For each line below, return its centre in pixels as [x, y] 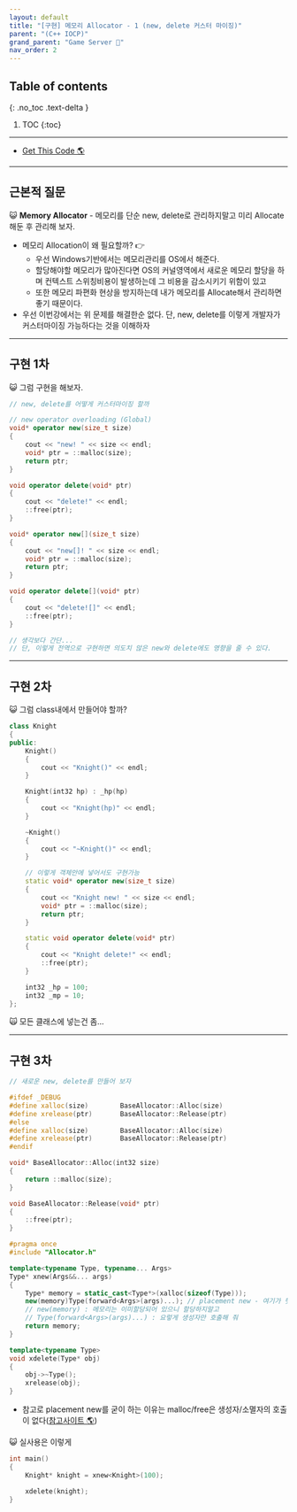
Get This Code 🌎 [53, 150]
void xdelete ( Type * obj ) [55, 1358]
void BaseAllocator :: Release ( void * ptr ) [85, 1203]
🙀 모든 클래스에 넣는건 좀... [57, 1022]
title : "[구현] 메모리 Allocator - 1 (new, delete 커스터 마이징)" [126, 26]
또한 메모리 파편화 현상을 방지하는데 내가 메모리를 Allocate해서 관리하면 [159, 292]
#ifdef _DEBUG [35, 1098]
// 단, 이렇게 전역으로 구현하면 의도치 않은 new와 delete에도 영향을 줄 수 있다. [141, 648]
